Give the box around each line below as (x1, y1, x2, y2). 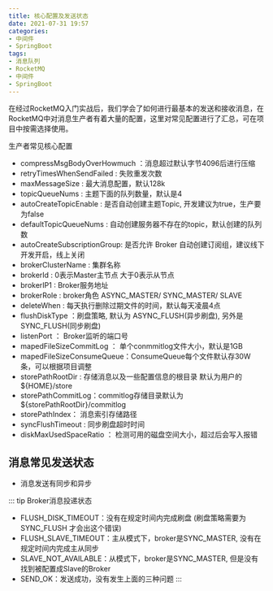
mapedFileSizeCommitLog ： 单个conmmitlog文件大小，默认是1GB (19, 341, 244, 350)
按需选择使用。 (22, 124, 73, 133)
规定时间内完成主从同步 (19, 544, 99, 554)
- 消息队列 (8, 58, 41, 66)
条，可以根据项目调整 (19, 361, 92, 371)
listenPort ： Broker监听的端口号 (19, 331, 128, 341)
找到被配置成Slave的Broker (19, 564, 111, 574)
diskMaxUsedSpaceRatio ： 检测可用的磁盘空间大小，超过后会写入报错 (19, 429, 258, 439)
